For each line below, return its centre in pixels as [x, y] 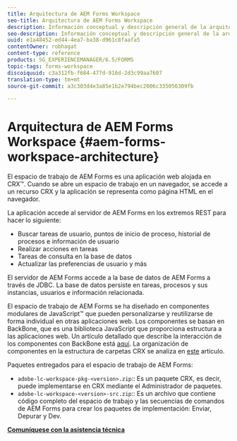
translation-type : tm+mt [44, 79]
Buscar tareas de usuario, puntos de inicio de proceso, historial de [114, 234]
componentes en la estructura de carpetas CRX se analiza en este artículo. [116, 351]
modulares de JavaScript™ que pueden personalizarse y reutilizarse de [110, 314]
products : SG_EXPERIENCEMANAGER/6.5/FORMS [71, 60]
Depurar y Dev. [39, 416]
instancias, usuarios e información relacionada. [76, 293]
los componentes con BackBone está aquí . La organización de [98, 344]
